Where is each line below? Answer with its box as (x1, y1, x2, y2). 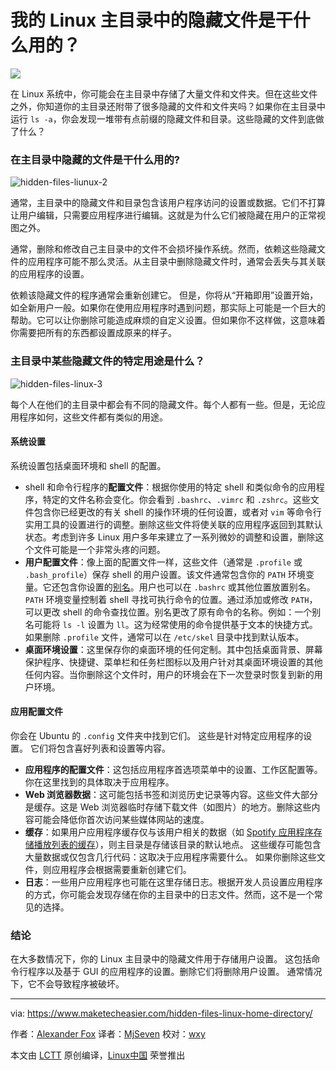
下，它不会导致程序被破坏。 (10, 978, 125, 990)
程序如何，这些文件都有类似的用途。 (18, 411, 168, 423)
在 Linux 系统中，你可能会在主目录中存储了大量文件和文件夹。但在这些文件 (10, 87, 318, 100)
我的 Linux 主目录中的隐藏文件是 (10, 9, 276, 32)
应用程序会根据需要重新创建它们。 (51, 863, 192, 875)
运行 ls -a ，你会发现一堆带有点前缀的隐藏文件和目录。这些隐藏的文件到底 (10, 112, 316, 125)
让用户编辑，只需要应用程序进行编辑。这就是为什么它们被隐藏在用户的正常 (10, 209, 317, 221)
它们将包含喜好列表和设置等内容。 (29, 742, 171, 754)
